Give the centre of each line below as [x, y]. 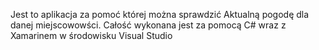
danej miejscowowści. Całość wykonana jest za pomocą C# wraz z [148, 25]
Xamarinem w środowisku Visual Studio [91, 35]
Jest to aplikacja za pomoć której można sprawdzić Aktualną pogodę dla [160, 14]
